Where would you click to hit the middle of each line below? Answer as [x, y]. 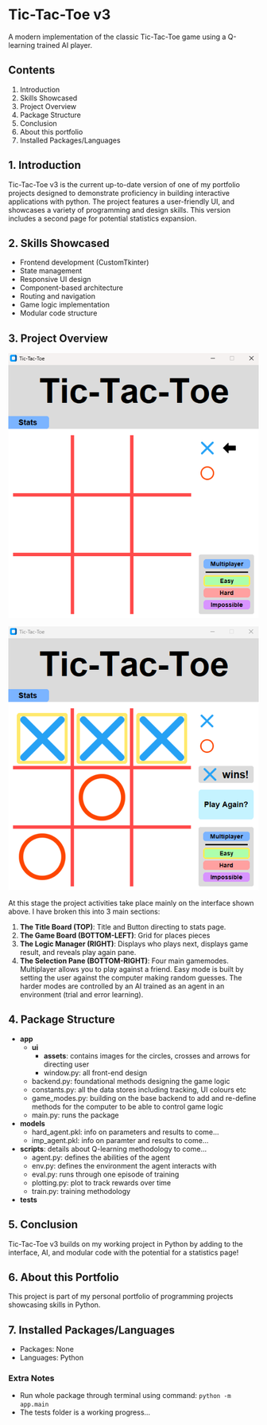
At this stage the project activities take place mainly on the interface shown [131, 902]
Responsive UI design [55, 280]
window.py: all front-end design [95, 1072]
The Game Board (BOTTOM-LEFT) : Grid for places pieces [115, 935]
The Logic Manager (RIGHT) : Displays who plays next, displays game [134, 943]
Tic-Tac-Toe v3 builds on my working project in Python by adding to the [126, 1243]
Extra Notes [31, 1378]
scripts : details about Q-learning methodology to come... [113, 1149]
